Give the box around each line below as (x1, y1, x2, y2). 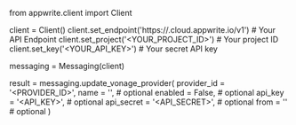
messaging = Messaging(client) (9, 61, 125, 71)
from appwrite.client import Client (9, 8, 132, 18)
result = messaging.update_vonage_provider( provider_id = (9, 78, 226, 88)
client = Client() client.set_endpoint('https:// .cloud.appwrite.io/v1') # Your (9, 25, 276, 35)
